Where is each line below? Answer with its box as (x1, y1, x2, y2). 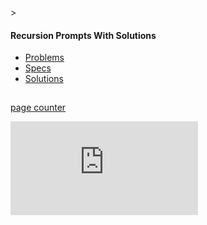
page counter (10, 102, 67, 114)
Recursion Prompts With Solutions (10, 29, 157, 41)
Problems (24, 52, 65, 64)
